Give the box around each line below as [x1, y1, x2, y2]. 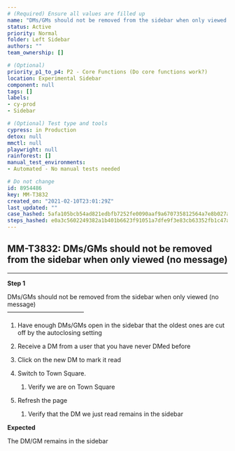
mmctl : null [7, 139, 42, 147]
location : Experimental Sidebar [7, 75, 101, 82]
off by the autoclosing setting [17, 328, 103, 336]
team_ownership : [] [7, 50, 64, 57]
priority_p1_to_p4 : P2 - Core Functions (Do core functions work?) [7, 68, 208, 76]
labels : [7, 94, 30, 101]
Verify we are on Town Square [27, 382, 115, 391]
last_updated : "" [7, 204, 58, 211]
